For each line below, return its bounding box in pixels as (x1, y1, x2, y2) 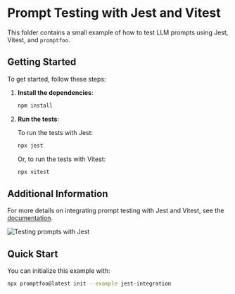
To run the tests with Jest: (17, 128, 94, 136)
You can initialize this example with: (7, 267, 110, 275)
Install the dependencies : (17, 88, 94, 96)
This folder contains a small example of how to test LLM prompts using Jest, (7, 28, 229, 37)
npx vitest (17, 168, 50, 175)
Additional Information (7, 188, 108, 200)
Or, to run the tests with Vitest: (17, 155, 106, 163)
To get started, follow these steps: (7, 75, 107, 83)
